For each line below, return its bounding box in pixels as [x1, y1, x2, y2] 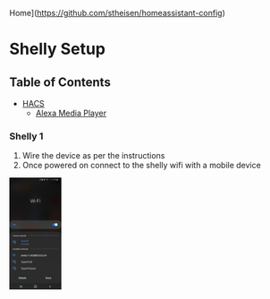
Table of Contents [9, 74, 112, 90]
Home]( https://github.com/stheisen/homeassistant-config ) [9, 8, 226, 18]
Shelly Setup [9, 39, 105, 59]
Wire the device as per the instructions [21, 150, 165, 161]
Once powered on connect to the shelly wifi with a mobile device [21, 160, 261, 171]
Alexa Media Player [35, 107, 107, 118]
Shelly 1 [9, 130, 44, 142]
